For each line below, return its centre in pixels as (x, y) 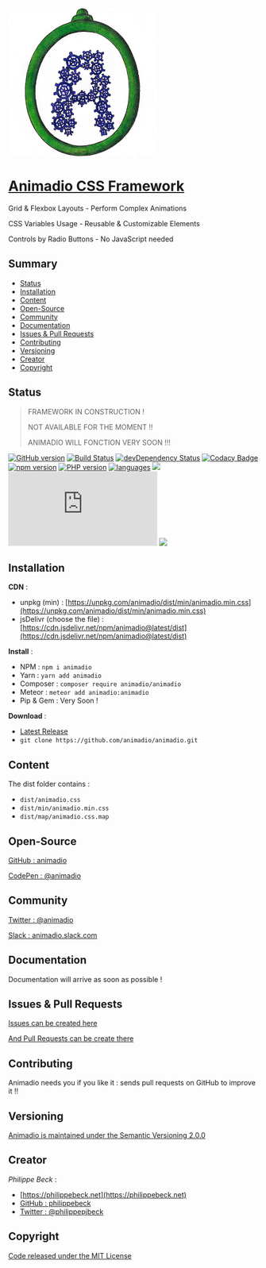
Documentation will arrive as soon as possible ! (85, 979)
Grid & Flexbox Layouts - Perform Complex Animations (98, 208)
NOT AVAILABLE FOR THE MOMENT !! (90, 427)
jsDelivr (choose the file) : (62, 619)
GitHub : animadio (38, 860)
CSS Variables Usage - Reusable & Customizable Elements (104, 223)
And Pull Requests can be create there (71, 1039)
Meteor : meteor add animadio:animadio (84, 692)
